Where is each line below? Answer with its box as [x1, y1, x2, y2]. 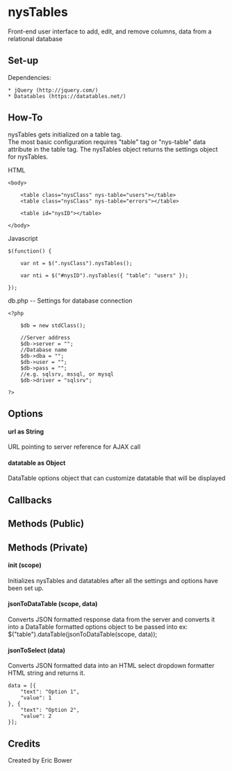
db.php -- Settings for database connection [8, 296, 133, 305]
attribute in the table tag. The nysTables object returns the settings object [8, 145, 218, 153]
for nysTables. [8, 152, 49, 161]
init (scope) [8, 561, 42, 569]
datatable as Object [8, 459, 66, 467]
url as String [8, 427, 44, 436]
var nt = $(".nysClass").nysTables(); [20, 260, 133, 267]
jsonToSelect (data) [8, 646, 65, 654]
